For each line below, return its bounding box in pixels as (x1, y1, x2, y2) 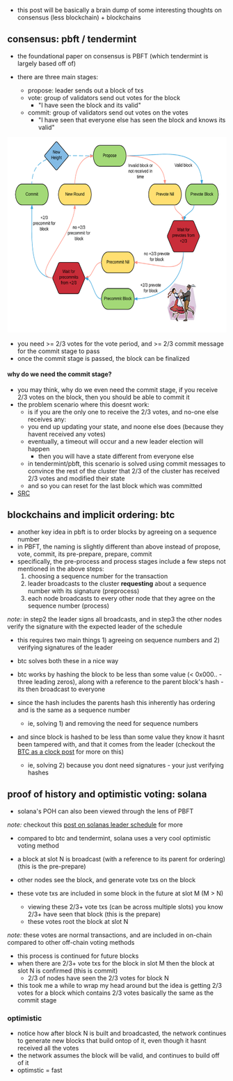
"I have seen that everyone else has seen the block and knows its (38, 115, 226, 124)
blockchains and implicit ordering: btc (7, 509, 175, 521)
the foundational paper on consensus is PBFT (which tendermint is (17, 51, 209, 60)
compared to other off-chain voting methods (7, 938, 135, 946)
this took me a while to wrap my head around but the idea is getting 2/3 (17, 981, 223, 989)
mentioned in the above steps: (17, 564, 104, 573)
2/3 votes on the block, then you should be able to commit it (17, 393, 190, 402)
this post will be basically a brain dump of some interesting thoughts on (17, 6, 223, 14)
